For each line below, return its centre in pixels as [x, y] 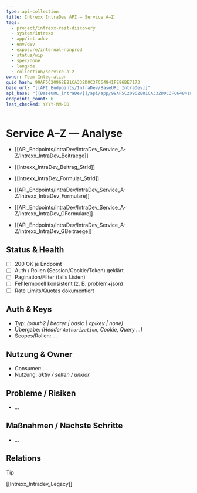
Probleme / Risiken [41, 393]
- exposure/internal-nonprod [47, 50]
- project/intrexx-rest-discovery [53, 28]
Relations [24, 458]
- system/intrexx [33, 33]
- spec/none [26, 60]
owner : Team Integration [36, 77]
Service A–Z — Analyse [64, 133]
